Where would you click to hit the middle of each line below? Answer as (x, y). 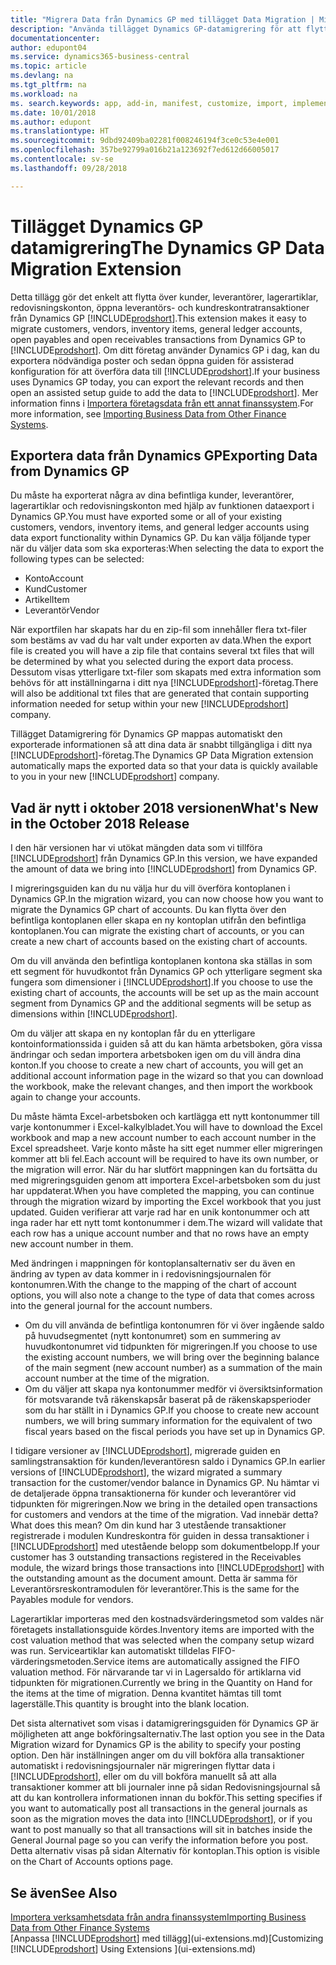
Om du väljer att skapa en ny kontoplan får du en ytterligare (133, 1033)
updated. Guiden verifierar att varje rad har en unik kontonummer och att (160, 1212)
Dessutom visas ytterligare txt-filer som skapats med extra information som (166, 672)
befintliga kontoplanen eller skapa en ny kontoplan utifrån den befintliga (158, 920)
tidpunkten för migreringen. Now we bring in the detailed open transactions (164, 1504)
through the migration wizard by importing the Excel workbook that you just (166, 1202)
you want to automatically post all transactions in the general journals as (159, 1808)
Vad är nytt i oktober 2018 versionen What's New (164, 807)
